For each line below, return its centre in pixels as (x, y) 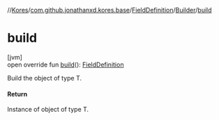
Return (17, 94)
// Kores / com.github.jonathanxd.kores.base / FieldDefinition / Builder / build (109, 10)
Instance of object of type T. (48, 110)
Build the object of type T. (45, 78)
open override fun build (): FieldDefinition (66, 65)
